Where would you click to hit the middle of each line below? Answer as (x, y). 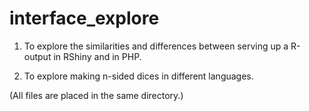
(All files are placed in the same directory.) (96, 95)
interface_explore (84, 18)
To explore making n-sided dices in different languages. (138, 76)
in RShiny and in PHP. (97, 56)
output (37, 56)
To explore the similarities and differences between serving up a (156, 46)
